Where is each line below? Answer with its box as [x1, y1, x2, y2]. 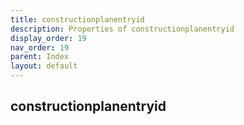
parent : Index [10, 52, 70, 62]
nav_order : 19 [10, 42, 70, 53]
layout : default [10, 61, 78, 71]
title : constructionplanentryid [10, 14, 145, 25]
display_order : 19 [10, 33, 87, 43]
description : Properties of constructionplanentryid [10, 24, 235, 34]
